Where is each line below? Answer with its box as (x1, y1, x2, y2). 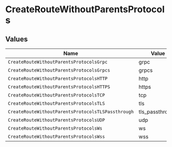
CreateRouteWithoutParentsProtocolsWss (8, 134, 105, 139)
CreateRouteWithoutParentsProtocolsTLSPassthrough (8, 109, 134, 114)
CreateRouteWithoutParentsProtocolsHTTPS (8, 84, 111, 90)
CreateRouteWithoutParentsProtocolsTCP (8, 92, 105, 98)
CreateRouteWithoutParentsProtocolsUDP (8, 117, 105, 123)
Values (5, 35, 28, 43)
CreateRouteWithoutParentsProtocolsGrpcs (8, 67, 111, 73)
